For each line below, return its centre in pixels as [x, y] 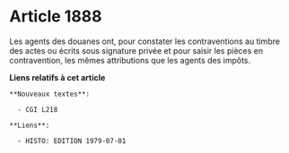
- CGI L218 [38, 109]
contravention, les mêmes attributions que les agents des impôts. [130, 60]
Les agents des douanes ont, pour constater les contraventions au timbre [145, 41]
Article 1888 [56, 17]
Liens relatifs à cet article [57, 77]
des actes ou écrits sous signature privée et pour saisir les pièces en [136, 50]
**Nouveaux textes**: [50, 94]
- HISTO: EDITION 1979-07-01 [72, 140]
